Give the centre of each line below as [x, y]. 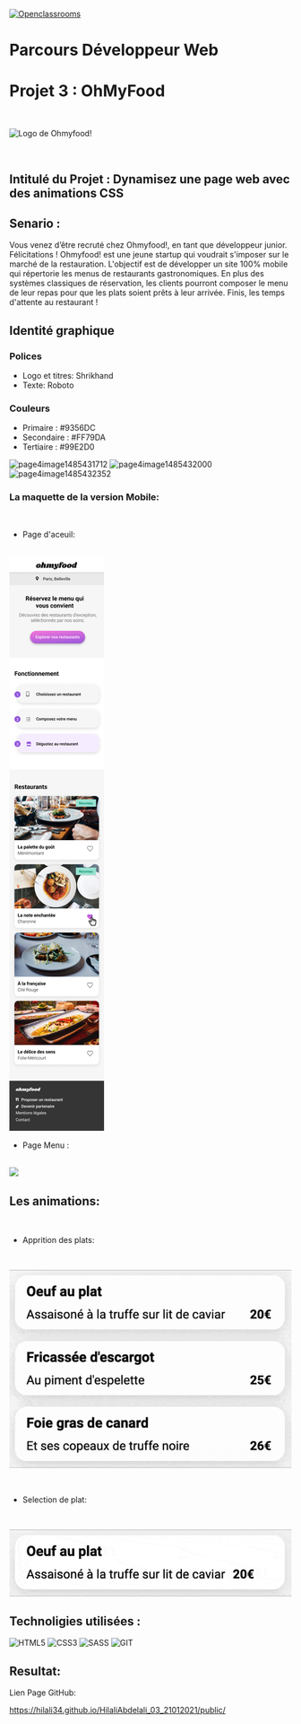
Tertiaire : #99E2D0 [58, 447]
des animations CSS [66, 193]
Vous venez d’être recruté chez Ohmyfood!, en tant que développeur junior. [148, 245]
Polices [26, 356]
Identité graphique [62, 331]
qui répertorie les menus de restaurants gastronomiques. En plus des [137, 274]
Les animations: [55, 1201]
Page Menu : [46, 1145]
